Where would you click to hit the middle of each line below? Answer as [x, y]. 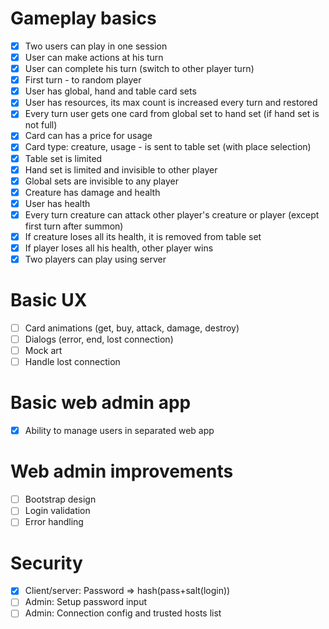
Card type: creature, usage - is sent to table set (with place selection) [168, 147]
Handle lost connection [72, 362]
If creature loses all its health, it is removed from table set [143, 236]
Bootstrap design [60, 499]
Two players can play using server [95, 259]
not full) [41, 125]
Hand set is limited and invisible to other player [121, 169]
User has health [57, 203]
